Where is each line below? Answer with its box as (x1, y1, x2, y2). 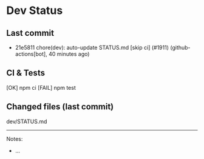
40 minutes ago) (48, 50, 90, 58)
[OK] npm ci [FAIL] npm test (6, 84, 76, 91)
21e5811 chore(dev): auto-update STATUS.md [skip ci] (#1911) (15, 44, 169, 51)
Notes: (6, 135, 23, 143)
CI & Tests (6, 68, 46, 78)
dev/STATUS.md (6, 118, 47, 125)
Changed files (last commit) (6, 101, 114, 112)
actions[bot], (15, 50, 47, 58)
